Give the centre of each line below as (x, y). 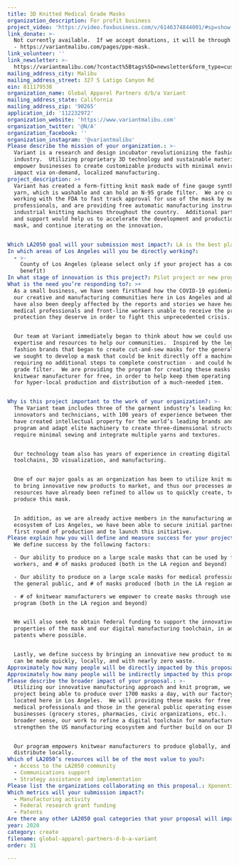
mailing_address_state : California (60, 100)
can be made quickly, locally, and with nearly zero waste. (105, 661)
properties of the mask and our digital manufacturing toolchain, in (119, 629)
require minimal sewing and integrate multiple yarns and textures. (117, 434)
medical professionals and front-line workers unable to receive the (119, 311)
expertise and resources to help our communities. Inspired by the (117, 343)
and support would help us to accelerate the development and (108, 219)
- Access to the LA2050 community (65, 766)
